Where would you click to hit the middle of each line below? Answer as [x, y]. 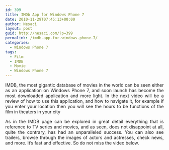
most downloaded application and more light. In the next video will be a [84, 96]
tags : [11, 52]
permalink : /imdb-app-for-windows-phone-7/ [52, 38]
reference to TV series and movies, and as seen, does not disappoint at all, [84, 127]
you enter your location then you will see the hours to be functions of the [84, 106]
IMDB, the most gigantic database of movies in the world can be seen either [84, 85]
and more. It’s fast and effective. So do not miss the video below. [72, 143]
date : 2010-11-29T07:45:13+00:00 [40, 19]
